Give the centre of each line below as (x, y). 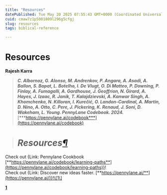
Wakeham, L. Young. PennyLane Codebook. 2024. (71, 112)
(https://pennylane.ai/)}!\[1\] (34, 178)
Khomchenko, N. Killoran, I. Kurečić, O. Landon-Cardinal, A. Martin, (88, 102)
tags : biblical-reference (32, 28)
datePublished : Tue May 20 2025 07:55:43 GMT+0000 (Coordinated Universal (84, 14)
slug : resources (22, 24)
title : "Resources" (25, 10)
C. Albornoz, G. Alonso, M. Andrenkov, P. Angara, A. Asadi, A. (83, 81)
